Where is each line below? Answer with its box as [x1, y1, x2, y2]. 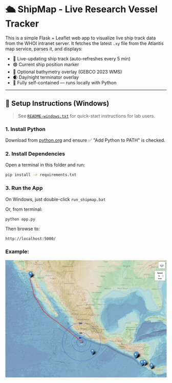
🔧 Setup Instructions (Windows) [5, 99, 110, 108]
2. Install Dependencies [5, 150, 66, 157]
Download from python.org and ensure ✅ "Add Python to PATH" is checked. [5, 137, 165, 143]
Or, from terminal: [5, 206, 42, 212]
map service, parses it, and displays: [5, 46, 83, 52]
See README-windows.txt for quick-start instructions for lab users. [17, 112, 155, 119]
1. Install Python [5, 125, 46, 132]
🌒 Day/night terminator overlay [12, 74, 79, 80]
